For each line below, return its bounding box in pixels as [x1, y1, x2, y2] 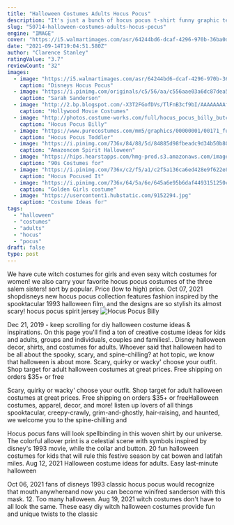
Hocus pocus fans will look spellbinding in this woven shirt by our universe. [7, 429, 223, 438]
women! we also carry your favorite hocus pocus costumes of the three [7, 278, 212, 285]
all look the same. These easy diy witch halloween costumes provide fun [7, 503, 216, 510]
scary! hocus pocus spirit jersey [7, 307, 100, 315]
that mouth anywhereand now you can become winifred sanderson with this [7, 487, 226, 496]
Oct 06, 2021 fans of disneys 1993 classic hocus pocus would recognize [7, 480, 214, 488]
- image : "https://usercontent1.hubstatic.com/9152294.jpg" [13, 192, 192, 199]
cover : [7, 36, 26, 43]
